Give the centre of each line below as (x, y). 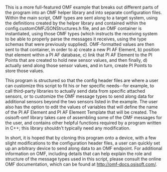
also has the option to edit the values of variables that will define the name (82, 107)
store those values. (25, 71)
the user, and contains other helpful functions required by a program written (83, 123)
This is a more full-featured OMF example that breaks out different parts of (82, 7)
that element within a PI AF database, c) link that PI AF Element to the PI (79, 55)
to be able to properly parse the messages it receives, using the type (76, 39)
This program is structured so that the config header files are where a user (82, 80)
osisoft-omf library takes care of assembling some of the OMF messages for (83, 117)
